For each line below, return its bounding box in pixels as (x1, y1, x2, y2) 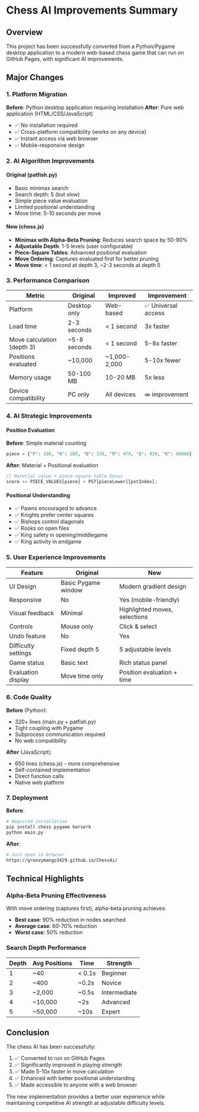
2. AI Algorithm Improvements (6, 156, 95, 165)
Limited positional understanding (14, 203, 95, 210)
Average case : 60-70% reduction (14, 923, 98, 930)
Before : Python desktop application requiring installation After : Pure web (6, 104, 184, 111)
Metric (25, 291, 46, 300)
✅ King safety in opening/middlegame (14, 531, 108, 539)
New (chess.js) (6, 223, 44, 230)
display (9, 676, 30, 684)
